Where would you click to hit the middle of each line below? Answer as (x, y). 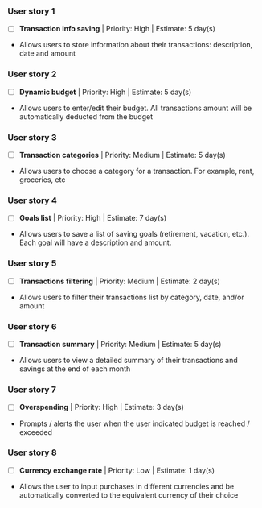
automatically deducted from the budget (86, 116)
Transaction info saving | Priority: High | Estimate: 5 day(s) (117, 29)
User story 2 (32, 74)
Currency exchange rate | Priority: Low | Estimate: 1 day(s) (117, 470)
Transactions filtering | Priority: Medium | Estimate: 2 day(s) (119, 281)
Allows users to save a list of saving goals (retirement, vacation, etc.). (134, 234)
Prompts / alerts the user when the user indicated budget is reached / (134, 423)
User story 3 (32, 137)
